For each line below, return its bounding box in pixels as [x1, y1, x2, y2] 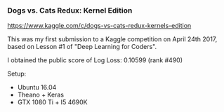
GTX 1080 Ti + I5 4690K [17, 98, 88, 106]
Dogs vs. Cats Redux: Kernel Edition [7, 6, 133, 15]
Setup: [7, 69, 27, 78]
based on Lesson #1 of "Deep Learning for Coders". [7, 43, 157, 51]
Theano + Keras [17, 90, 65, 99]
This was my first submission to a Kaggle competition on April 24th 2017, [7, 35, 218, 43]
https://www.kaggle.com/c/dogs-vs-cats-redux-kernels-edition [7, 22, 192, 30]
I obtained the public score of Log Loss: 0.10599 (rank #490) [7, 56, 183, 64]
